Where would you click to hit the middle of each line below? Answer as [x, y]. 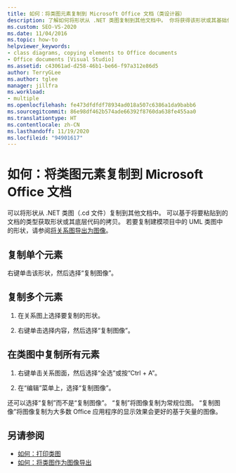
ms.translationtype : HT [42, 118]
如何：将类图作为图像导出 [54, 462]
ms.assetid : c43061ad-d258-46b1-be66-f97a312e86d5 [83, 66]
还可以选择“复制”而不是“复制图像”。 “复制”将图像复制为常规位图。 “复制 [111, 402]
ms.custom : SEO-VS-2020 [42, 27]
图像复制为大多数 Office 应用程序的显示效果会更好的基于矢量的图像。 [122, 411]
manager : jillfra [33, 86]
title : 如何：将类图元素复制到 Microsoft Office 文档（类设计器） [96, 14]
